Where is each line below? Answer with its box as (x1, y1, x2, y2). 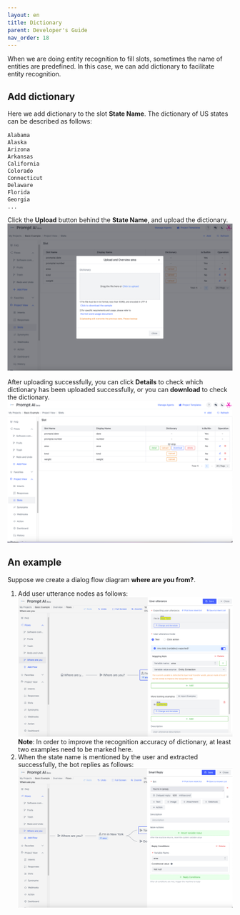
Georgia (7, 196, 31, 204)
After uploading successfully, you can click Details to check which (7, 377, 204, 386)
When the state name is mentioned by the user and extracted (17, 753, 199, 761)
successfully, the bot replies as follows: (17, 761, 134, 769)
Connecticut (7, 175, 43, 182)
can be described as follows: (7, 117, 93, 126)
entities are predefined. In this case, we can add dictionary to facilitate (7, 62, 215, 71)
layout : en (7, 11, 40, 19)
